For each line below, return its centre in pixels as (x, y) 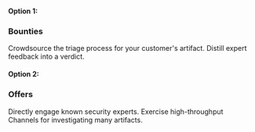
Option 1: (23, 11)
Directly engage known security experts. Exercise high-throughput (116, 111)
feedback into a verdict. (46, 56)
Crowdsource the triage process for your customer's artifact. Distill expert (127, 48)
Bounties (25, 31)
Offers (21, 95)
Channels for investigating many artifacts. (75, 120)
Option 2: (24, 74)
